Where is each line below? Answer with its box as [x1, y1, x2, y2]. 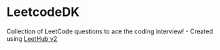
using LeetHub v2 [6, 34, 58, 42]
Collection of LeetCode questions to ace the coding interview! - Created [6, 27, 214, 35]
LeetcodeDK [6, 4, 80, 20]
